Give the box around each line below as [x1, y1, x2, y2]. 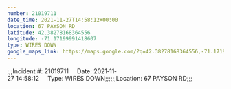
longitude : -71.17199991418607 [7, 36, 97, 42]
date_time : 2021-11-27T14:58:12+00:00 [7, 16, 118, 23]
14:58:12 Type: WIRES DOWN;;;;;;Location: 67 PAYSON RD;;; [16, 74, 192, 82]
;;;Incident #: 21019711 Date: [7, 66, 93, 75]
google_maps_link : [7, 49, 60, 55]
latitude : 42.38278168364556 [7, 29, 91, 36]
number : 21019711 [7, 10, 57, 17]
